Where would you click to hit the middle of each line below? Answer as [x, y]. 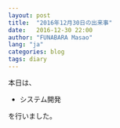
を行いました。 [32, 115]
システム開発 [40, 99]
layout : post [29, 15]
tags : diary [27, 60]
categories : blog [36, 52]
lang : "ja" [26, 45]
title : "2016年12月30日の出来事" [60, 23]
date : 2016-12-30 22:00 [50, 30]
